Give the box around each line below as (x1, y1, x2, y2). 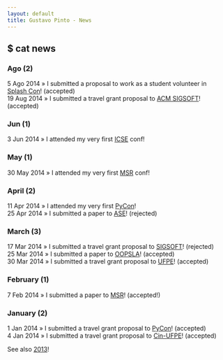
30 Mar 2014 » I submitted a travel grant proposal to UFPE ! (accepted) (7, 257, 209, 266)
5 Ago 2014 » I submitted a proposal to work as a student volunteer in (7, 80, 207, 88)
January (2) (7, 308, 48, 318)
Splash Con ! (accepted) (7, 87, 75, 95)
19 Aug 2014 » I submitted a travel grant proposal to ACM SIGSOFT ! (7, 94, 201, 103)
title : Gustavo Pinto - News (7, 17, 92, 24)
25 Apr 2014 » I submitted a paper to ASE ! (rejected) (7, 209, 157, 217)
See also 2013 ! (7, 345, 49, 353)
